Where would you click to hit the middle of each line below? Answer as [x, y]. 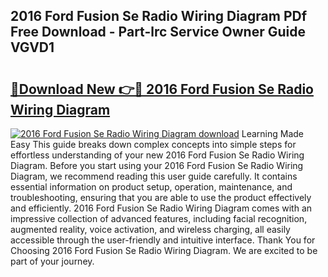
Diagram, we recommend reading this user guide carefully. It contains [154, 176]
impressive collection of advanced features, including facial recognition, [159, 218]
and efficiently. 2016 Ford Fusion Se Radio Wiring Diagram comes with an [161, 208]
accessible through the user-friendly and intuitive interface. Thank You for [163, 240]
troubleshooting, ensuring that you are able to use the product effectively [161, 197]
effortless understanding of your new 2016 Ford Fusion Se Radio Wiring [157, 155]
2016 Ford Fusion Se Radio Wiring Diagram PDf [159, 16]
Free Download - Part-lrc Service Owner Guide [158, 32]
